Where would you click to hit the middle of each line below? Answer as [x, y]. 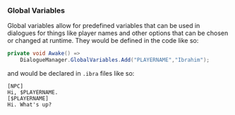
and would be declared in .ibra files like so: [71, 74]
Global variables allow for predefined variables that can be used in [104, 26]
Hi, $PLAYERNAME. [33, 93]
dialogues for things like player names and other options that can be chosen [118, 33]
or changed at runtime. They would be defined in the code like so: [103, 41]
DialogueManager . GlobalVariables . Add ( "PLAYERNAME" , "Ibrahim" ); [115, 60]
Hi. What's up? [30, 105]
